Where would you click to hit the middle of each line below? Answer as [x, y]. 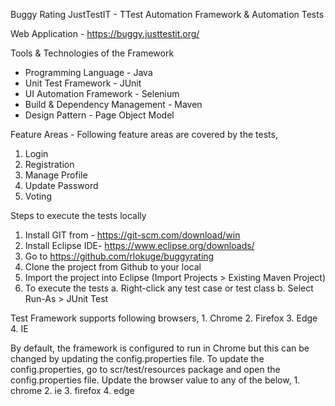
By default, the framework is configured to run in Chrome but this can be [160, 348]
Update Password [61, 185]
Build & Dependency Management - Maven [113, 104]
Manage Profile [56, 175]
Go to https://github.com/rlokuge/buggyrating [119, 256]
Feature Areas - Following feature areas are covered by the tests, [144, 134]
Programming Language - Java [88, 72]
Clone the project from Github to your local [113, 267]
